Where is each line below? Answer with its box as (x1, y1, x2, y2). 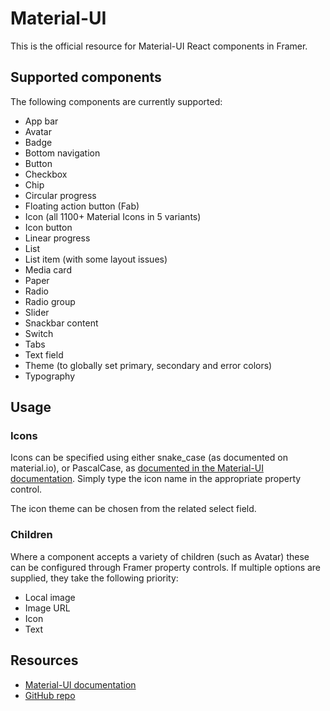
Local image (24, 591, 76, 603)
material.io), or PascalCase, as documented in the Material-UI (10, 462, 264, 474)
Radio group (24, 295, 76, 307)
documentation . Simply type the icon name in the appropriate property (10, 473, 302, 485)
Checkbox (24, 168, 68, 180)
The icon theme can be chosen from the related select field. (10, 503, 257, 515)
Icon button (24, 221, 73, 233)
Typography (24, 370, 76, 382)
